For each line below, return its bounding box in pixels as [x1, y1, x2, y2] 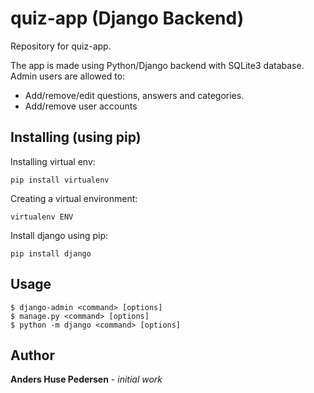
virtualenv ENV [10, 212, 74, 222]
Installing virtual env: [10, 155, 96, 167]
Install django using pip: [10, 229, 109, 241]
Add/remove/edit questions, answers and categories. [24, 89, 245, 101]
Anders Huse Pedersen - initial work [10, 373, 163, 386]
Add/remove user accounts [24, 100, 138, 112]
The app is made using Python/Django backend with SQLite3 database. [10, 59, 305, 71]
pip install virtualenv [10, 175, 110, 185]
